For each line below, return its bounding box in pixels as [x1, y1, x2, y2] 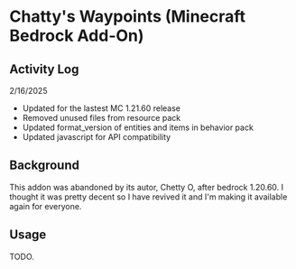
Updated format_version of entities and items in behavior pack [22, 122, 254, 133]
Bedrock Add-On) [9, 25, 144, 46]
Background [9, 158, 79, 173]
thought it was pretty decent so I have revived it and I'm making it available [9, 191, 288, 202]
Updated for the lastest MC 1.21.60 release [22, 103, 181, 114]
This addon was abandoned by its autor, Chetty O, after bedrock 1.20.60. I [9, 181, 284, 192]
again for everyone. [9, 200, 82, 211]
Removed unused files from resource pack [22, 113, 181, 123]
